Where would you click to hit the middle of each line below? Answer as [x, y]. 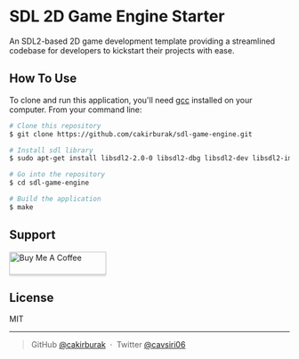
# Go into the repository [57, 175]
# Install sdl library [51, 150]
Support [32, 235]
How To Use [43, 79]
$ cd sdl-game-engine [49, 183]
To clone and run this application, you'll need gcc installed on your [131, 100]
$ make [21, 207]
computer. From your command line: [76, 110]
